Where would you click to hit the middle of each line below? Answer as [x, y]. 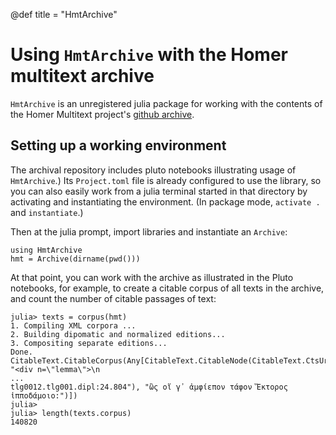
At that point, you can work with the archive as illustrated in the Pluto [152, 277]
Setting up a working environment [118, 145]
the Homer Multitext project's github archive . [102, 114]
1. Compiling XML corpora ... [73, 325]
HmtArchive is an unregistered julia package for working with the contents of [166, 103]
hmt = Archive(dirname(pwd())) [75, 259]
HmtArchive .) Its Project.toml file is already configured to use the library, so [166, 180]
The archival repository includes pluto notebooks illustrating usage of [153, 170]
